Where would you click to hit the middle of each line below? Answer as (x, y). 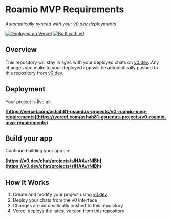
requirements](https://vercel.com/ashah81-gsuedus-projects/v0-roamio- (86, 117)
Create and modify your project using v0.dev (60, 195)
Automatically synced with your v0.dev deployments (61, 24)
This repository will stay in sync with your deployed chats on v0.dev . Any (82, 62)
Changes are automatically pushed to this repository (68, 206)
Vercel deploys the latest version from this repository (69, 211)
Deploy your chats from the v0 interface (55, 200)
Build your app (29, 138)
